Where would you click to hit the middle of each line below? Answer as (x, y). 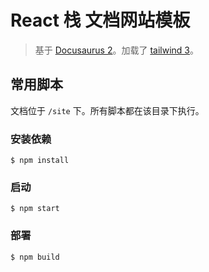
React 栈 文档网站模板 (100, 20)
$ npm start (35, 209)
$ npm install (40, 161)
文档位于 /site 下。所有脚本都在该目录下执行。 (107, 110)
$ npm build (35, 257)
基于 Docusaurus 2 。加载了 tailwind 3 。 (116, 50)
